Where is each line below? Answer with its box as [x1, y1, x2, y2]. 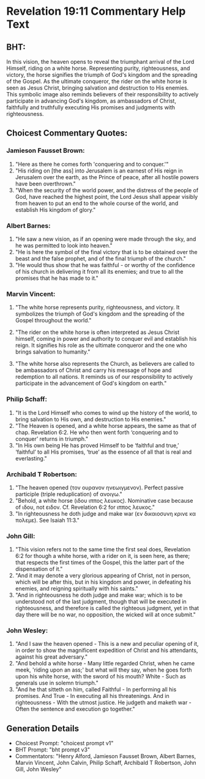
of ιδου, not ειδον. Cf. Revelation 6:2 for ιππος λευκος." [15, 503, 155, 511]
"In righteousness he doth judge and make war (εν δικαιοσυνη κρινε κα [15, 510, 196, 517]
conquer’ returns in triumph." [15, 435, 89, 443]
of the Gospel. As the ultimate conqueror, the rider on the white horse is [6, 78, 187, 85]
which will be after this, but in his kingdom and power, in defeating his [15, 578, 192, 586]
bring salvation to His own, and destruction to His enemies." [15, 416, 166, 423]
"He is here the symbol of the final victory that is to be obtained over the [15, 248, 198, 255]
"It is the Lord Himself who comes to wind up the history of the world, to [15, 409, 198, 416]
